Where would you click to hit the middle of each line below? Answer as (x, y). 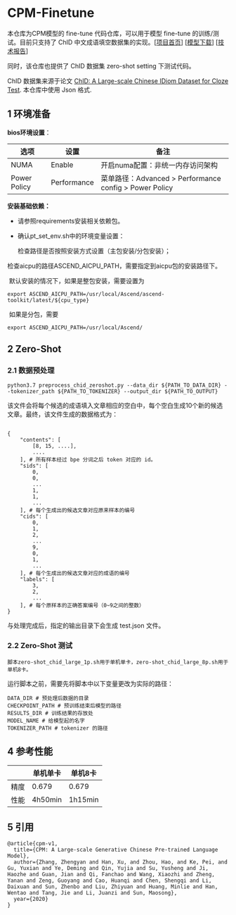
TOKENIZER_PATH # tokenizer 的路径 (58, 728)
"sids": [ (34, 466)
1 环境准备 (29, 114)
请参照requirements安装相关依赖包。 (71, 220)
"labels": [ (37, 580)
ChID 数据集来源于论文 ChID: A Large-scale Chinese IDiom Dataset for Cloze (118, 81)
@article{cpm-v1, (33, 844)
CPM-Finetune (51, 13)
